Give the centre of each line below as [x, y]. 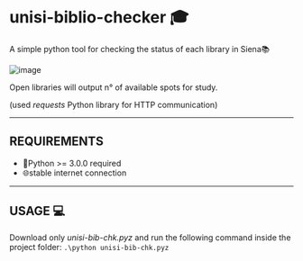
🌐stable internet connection [74, 173]
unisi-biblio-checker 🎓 [99, 18]
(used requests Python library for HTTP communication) [114, 104]
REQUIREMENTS [56, 142]
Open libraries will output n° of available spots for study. [114, 87]
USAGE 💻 [37, 211]
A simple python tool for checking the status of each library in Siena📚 [140, 49]
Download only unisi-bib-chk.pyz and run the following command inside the [150, 237]
